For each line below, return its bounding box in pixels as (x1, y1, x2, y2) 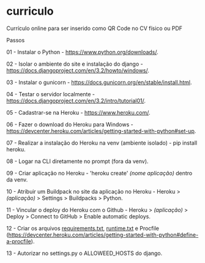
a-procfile (6, 237, 32, 245)
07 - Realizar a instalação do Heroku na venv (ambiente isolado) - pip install (6, 139, 198, 147)
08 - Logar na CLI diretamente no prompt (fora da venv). (6, 158, 149, 165)
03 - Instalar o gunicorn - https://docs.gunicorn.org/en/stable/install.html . (6, 78, 192, 86)
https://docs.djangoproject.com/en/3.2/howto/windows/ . (6, 66, 150, 74)
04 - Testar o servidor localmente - (6, 90, 95, 97)
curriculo (6, 4, 54, 18)
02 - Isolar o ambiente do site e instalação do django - (6, 60, 143, 67)
